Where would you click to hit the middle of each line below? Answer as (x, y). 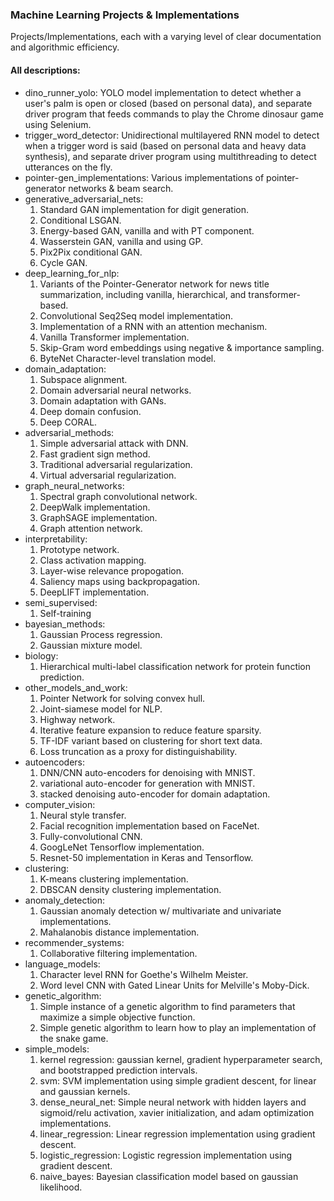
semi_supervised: (61, 602)
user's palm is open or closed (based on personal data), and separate (168, 103)
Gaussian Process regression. (101, 634)
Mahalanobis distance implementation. (119, 932)
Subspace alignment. (83, 379)
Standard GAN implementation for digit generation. (144, 209)
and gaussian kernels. (85, 1091)
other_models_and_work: (76, 687)
